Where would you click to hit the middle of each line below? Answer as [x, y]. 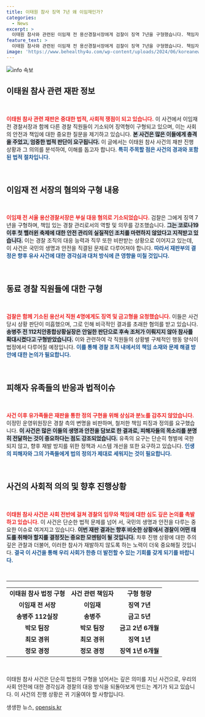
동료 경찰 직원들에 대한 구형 [54, 289]
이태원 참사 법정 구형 [37, 594]
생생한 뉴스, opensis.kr [34, 707]
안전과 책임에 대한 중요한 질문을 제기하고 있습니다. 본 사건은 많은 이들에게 [99, 134]
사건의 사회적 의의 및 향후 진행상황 [67, 487]
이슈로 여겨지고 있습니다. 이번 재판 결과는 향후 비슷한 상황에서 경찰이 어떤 [104, 529]
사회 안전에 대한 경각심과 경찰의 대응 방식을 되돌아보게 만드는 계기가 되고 [92, 686]
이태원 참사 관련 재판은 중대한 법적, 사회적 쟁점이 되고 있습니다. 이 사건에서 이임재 [102, 119]
